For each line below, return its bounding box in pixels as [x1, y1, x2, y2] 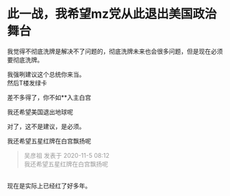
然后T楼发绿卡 [7, 79, 48, 87]
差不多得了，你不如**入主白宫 [7, 93, 92, 101]
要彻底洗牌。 [7, 55, 43, 64]
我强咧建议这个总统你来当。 [7, 70, 86, 79]
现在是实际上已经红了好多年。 [7, 182, 91, 190]
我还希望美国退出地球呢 [7, 107, 73, 116]
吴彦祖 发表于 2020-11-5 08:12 [23, 151, 110, 159]
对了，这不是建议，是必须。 [7, 122, 86, 130]
